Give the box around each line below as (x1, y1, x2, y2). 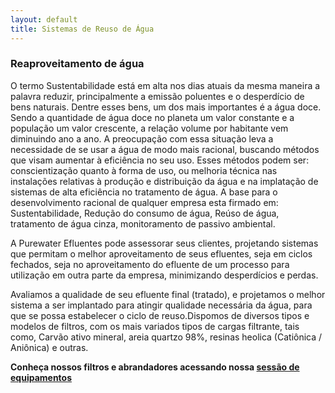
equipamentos (10, 371, 73, 383)
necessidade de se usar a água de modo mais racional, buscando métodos (10, 143, 320, 155)
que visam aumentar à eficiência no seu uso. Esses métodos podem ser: (10, 154, 310, 166)
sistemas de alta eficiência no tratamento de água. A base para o (10, 186, 278, 198)
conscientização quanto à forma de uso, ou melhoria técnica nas (10, 164, 278, 176)
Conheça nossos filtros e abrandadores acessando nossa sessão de (10, 361, 300, 373)
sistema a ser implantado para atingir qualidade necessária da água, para (10, 299, 313, 311)
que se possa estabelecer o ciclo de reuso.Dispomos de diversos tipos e (10, 309, 310, 321)
